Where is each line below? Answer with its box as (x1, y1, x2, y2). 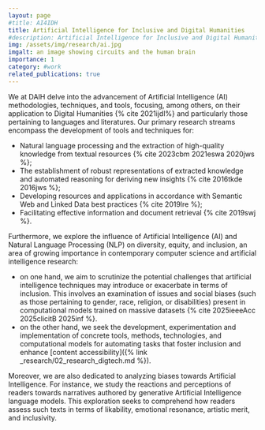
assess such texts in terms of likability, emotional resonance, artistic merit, (8, 404, 250, 414)
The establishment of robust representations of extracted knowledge (19, 166, 244, 175)
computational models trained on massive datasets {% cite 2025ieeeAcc (19, 305, 256, 315)
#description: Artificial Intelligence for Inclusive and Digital (8, 33, 231, 42)
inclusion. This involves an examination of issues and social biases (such (19, 289, 256, 298)
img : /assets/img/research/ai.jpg (8, 41, 122, 49)
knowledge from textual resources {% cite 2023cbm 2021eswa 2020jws (19, 149, 255, 159)
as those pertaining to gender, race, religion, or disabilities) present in (19, 297, 246, 306)
